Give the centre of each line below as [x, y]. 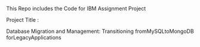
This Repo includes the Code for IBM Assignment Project [76, 9]
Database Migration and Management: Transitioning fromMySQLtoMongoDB [100, 31]
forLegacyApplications [34, 37]
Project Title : [22, 20]
